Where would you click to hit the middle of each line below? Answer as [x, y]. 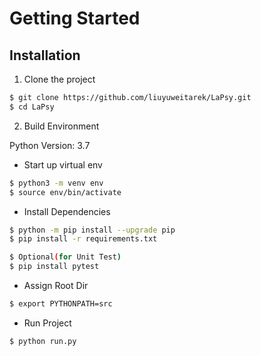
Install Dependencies [67, 211]
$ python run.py [43, 341]
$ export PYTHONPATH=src [61, 304]
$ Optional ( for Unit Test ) [65, 257]
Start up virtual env [63, 164]
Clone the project [59, 79]
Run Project [47, 323]
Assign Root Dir [56, 285]
